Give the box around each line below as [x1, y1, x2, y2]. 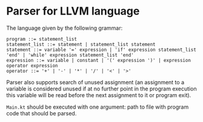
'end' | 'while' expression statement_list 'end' [6, 52, 135, 58]
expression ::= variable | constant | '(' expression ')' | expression [6, 57, 191, 63]
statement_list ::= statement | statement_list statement [6, 41, 156, 47]
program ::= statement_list [6, 36, 78, 42]
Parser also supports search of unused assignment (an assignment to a [6, 78, 185, 86]
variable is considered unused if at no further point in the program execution [6, 85, 197, 92]
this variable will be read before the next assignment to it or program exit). [6, 91, 191, 98]
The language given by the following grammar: [6, 24, 123, 32]
